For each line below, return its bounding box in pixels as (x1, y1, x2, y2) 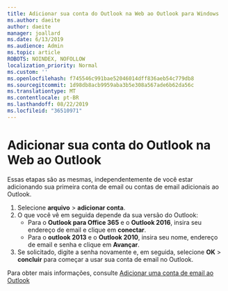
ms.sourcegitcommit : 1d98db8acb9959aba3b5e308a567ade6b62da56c (7, 81, 195, 88)
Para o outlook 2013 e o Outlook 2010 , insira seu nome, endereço (27, 233, 218, 241)
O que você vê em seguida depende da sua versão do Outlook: (17, 210, 198, 219)
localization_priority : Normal (7, 62, 98, 69)
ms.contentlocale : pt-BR (7, 95, 79, 102)
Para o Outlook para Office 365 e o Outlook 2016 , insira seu (27, 218, 202, 226)
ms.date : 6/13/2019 (7, 36, 64, 43)
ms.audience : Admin (7, 42, 64, 49)
